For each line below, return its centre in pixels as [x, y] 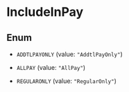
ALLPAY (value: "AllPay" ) [51, 67]
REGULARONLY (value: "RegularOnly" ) [67, 81]
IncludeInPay [45, 12]
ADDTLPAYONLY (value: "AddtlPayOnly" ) [69, 54]
